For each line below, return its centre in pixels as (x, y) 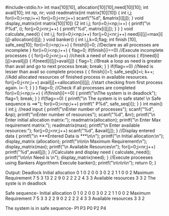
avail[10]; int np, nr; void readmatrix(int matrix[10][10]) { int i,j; (69, 13)
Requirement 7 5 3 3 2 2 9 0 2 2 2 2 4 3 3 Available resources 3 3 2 (75, 198)
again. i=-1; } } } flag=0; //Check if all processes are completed (70, 88)
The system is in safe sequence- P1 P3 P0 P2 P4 (56, 208)
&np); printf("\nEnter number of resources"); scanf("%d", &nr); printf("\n (80, 115)
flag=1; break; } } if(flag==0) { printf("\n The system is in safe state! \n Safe (83, 98)
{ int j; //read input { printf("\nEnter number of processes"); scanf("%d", (80, 109)
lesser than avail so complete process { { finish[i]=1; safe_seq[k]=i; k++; (80, 72)
